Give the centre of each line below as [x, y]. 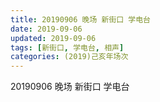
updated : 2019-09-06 [53, 38]
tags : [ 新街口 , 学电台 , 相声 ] [67, 47]
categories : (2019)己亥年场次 [69, 57]
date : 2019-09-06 [46, 29]
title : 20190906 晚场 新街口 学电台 [80, 19]
